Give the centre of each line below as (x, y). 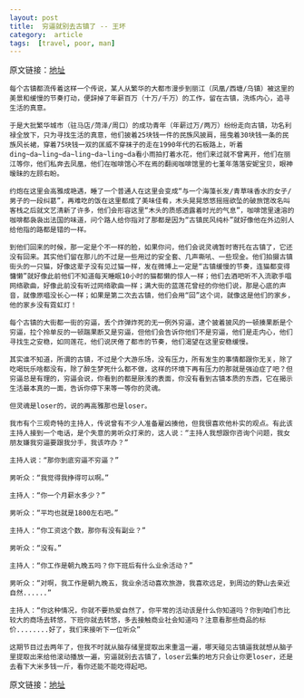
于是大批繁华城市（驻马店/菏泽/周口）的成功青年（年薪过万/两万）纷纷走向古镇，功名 (147, 126)
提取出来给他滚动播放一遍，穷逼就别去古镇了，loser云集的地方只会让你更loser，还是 (154, 657)
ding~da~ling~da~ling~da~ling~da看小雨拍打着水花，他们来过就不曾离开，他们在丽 (150, 155)
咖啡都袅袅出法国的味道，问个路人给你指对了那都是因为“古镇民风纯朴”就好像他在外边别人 (152, 220)
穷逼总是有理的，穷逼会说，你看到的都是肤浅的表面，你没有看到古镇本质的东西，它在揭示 (151, 379)
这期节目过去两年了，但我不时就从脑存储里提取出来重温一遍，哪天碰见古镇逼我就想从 (144, 648)
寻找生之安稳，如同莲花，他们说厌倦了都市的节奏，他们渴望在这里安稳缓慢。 (131, 342)
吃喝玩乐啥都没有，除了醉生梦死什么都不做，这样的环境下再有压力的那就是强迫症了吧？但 (151, 369)
